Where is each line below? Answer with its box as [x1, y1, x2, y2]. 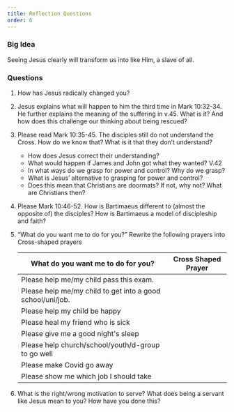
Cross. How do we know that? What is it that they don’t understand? [17, 138, 212, 146]
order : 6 [7, 17, 33, 24]
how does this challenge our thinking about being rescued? [17, 117, 188, 125]
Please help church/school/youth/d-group [20, 340, 160, 350]
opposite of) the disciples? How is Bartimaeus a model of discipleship [17, 210, 217, 218]
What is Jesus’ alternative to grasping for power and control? [27, 174, 203, 182]
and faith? [17, 217, 47, 225]
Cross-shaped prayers [17, 238, 82, 246]
